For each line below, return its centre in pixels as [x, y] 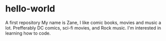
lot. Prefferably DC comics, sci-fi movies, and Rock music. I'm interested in [83, 27]
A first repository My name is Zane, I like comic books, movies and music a [83, 22]
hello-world [30, 9]
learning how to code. [28, 33]
